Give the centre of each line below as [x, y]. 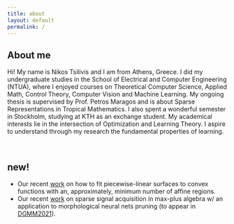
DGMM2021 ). [36, 213]
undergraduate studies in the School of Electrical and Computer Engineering [117, 79]
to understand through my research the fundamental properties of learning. [116, 132]
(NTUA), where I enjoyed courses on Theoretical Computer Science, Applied [117, 87]
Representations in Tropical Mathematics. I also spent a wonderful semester [117, 109]
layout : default [31, 20]
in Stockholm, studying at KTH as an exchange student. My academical [110, 117]
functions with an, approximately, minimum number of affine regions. [116, 191]
